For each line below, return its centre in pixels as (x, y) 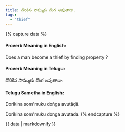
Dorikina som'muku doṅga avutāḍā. (42, 104)
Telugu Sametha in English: (35, 93)
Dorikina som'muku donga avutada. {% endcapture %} (63, 114)
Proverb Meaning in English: (36, 45)
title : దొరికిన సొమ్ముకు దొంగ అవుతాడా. (40, 10)
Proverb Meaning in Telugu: (35, 69)
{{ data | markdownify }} (31, 124)
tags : (11, 15)
